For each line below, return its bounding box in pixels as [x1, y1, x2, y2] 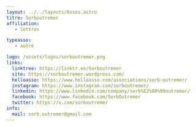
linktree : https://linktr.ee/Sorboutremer [12, 65, 122, 71]
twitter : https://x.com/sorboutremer [12, 99, 108, 106]
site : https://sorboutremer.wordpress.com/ [12, 71, 124, 77]
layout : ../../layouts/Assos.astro [6, 9, 97, 15]
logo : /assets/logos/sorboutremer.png [6, 54, 105, 60]
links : [6, 60, 23, 66]
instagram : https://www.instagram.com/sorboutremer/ [12, 82, 149, 89]
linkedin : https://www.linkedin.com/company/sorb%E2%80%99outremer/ [12, 88, 190, 94]
